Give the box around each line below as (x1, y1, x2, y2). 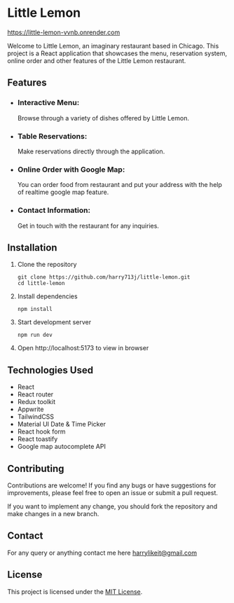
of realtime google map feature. (17, 188, 109, 197)
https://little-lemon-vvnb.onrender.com (7, 28, 121, 36)
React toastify (17, 435, 58, 443)
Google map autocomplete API (17, 443, 106, 451)
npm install (17, 306, 53, 313)
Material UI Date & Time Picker (17, 420, 106, 429)
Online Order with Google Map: (17, 165, 125, 174)
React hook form (17, 427, 66, 436)
